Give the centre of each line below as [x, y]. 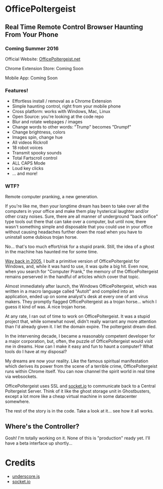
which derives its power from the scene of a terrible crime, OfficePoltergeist [81, 366]
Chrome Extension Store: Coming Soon [44, 68]
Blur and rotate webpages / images [47, 122]
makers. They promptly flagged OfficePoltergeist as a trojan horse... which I [81, 302]
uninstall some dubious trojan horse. [41, 237]
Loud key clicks [28, 169]
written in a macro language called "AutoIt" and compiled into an [70, 291]
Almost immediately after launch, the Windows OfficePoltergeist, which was [81, 286]
